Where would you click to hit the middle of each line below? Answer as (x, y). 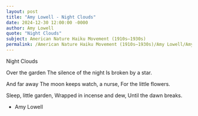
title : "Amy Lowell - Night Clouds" (51, 17)
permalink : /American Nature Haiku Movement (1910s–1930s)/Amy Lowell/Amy (100, 45)
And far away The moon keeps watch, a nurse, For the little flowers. (88, 84)
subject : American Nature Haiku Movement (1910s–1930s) (76, 39)
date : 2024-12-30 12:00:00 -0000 (47, 22)
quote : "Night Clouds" (34, 34)
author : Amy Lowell (30, 28)
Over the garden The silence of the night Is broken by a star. (79, 72)
